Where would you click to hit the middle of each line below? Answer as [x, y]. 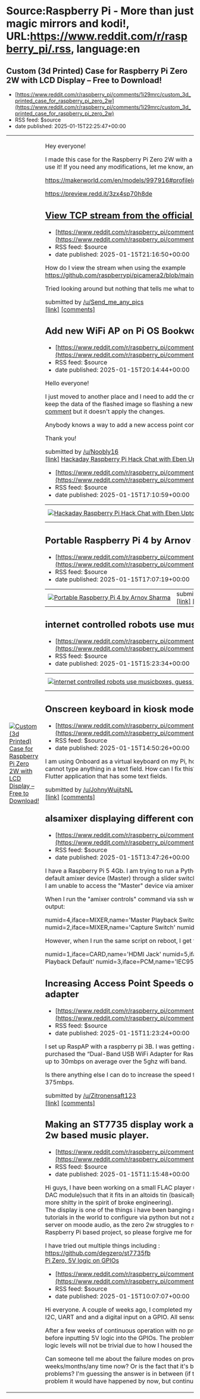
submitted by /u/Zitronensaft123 [90, 1095]
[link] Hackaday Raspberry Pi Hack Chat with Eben [116, 459]
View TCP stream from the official [118, 215]
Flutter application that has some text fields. [106, 776]
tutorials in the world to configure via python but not [118, 1217]
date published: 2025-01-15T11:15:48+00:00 [122, 1174]
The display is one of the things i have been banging [118, 1210]
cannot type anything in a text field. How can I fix [113, 768]
